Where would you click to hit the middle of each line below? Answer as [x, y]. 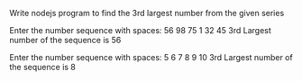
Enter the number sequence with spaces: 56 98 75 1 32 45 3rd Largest [141, 30]
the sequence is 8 [43, 67]
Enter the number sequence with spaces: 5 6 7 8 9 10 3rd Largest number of [151, 57]
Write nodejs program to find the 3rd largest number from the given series [147, 13]
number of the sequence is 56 [65, 40]
